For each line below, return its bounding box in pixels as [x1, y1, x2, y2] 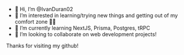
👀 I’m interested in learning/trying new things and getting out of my [14, 12, 178, 19]
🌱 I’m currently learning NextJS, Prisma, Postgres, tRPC [14, 24, 150, 31]
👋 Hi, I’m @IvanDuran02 [14, 6, 73, 12]
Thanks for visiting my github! [6, 42, 79, 49]
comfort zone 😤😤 [14, 18, 56, 25]
